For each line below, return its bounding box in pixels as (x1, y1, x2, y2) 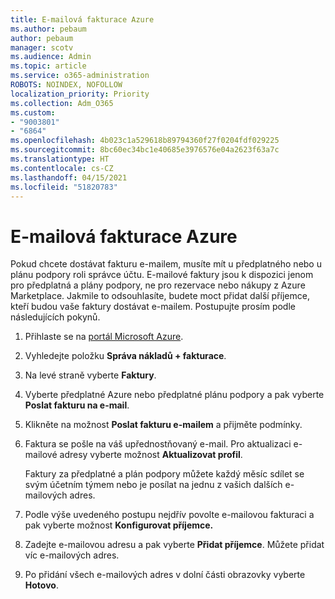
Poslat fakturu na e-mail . (24, 399, 130, 411)
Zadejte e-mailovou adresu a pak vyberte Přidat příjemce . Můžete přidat (24, 539, 325, 551)
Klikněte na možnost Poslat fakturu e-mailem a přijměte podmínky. (24, 419, 303, 431)
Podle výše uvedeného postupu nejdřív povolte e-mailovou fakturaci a (24, 509, 315, 521)
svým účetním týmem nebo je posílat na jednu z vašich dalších (24, 479, 283, 491)
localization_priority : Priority (10, 89, 150, 99)
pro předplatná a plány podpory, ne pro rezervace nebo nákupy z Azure (10, 279, 306, 291)
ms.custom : (10, 107, 56, 118)
